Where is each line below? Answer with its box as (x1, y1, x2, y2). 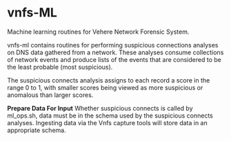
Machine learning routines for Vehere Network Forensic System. (7, 28, 190, 36)
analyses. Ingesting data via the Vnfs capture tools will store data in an (7, 118, 208, 127)
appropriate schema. (7, 126, 67, 134)
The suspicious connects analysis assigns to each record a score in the (7, 76, 210, 84)
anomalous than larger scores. (7, 91, 94, 99)
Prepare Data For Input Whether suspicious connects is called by (7, 104, 193, 112)
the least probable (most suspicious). (7, 63, 113, 71)
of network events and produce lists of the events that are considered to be (7, 55, 222, 63)
